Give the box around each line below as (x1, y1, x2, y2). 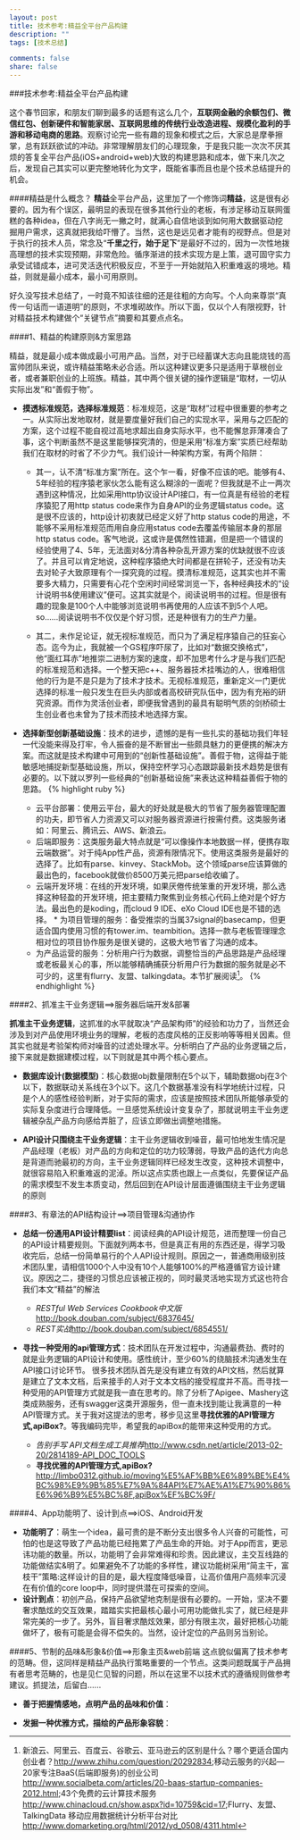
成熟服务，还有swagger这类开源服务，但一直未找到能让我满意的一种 (29, 1398, 282, 1409)
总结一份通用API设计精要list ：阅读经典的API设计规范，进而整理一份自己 (21, 1227, 287, 1238)
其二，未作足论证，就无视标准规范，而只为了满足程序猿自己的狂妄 (35, 631, 279, 641)
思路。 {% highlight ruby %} (21, 783, 126, 794)
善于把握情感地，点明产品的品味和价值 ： (21, 1698, 171, 1709)
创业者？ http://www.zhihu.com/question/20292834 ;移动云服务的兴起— (21, 1756, 285, 1767)
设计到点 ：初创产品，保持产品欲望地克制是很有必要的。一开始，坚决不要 (21, 1593, 288, 1604)
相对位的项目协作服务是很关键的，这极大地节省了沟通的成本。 (35, 937, 263, 947)
